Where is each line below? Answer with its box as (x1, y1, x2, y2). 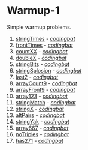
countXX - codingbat (15, 47, 68, 55)
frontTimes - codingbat (15, 41, 74, 49)
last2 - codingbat (15, 73, 59, 80)
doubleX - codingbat (15, 54, 67, 61)
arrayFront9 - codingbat (15, 86, 75, 93)
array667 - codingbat (15, 124, 69, 131)
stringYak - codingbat (15, 118, 69, 125)
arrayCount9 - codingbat (15, 79, 77, 87)
